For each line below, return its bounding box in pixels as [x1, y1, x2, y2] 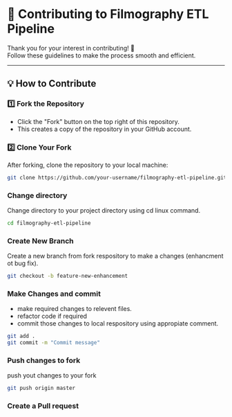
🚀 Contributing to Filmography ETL [7, 6, 209, 22]
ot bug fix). [7, 259, 39, 267]
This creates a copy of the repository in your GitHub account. [17, 125, 192, 133]
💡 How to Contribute [7, 78, 97, 89]
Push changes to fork [7, 356, 81, 366]
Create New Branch [7, 236, 74, 245]
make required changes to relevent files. [17, 305, 133, 313]
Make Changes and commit [7, 289, 101, 299]
